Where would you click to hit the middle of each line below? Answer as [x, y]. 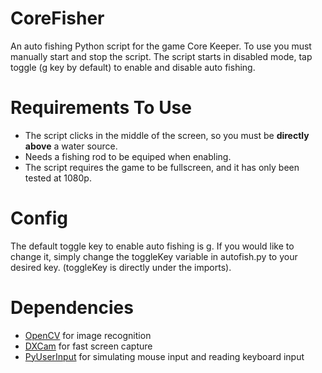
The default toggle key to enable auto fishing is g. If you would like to [152, 246]
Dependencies [72, 308]
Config [39, 218]
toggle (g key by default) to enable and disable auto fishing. [133, 67]
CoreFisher [57, 18]
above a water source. [71, 146]
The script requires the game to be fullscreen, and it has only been [162, 167]
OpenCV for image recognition [88, 335]
